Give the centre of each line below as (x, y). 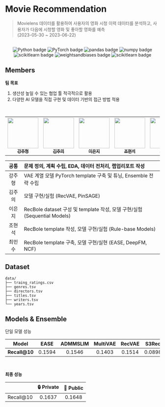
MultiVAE (105, 344)
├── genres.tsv (21, 287)
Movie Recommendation (56, 9)
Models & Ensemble (36, 319)
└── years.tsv (20, 304)
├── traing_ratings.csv (29, 283)
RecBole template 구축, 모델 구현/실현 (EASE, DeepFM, (85, 243)
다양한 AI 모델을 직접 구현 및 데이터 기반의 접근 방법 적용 (66, 99)
